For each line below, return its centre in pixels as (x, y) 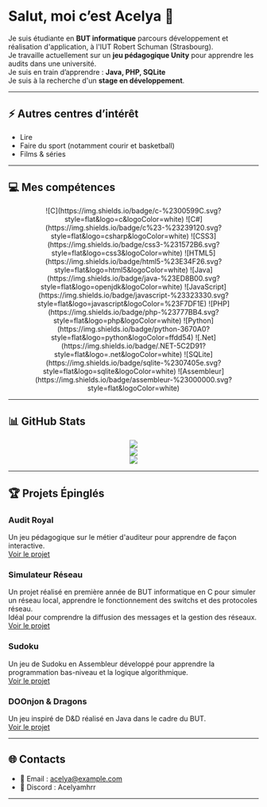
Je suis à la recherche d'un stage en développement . (97, 80)
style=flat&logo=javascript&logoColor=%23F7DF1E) (122, 303)
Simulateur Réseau (46, 574)
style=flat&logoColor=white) (133, 388)
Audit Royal (31, 520)
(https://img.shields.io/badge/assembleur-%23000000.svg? (133, 379)
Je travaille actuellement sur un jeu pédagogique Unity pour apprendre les (131, 55)
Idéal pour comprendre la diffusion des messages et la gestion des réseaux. (132, 617)
